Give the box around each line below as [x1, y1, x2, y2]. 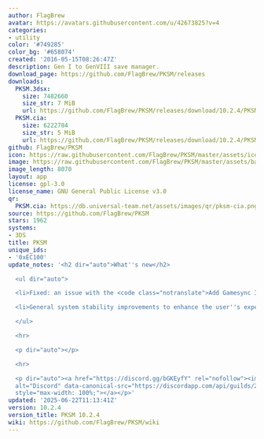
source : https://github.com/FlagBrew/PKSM [8, 210, 149, 218]
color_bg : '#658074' [8, 48, 76, 56]
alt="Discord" [15, 381, 61, 390]
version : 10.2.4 [8, 404, 61, 412]
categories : [8, 26, 47, 34]
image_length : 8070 [8, 166, 72, 173]
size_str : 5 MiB [22, 128, 76, 136]
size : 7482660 [22, 92, 68, 100]
